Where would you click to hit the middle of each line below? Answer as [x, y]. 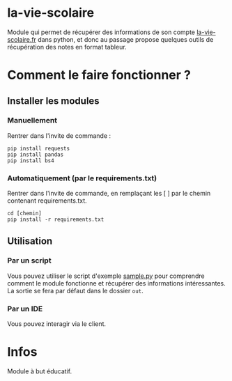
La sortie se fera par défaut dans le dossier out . [76, 290]
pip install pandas [36, 155]
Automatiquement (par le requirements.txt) [82, 178]
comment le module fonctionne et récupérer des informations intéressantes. [116, 283]
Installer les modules [53, 101]
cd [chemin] [24, 214]
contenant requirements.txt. [47, 201]
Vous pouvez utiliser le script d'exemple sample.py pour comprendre [106, 276]
